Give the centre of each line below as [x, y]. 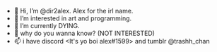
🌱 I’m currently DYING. [47, 26]
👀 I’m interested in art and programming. [73, 18]
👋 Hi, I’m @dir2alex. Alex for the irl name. [74, 11]
